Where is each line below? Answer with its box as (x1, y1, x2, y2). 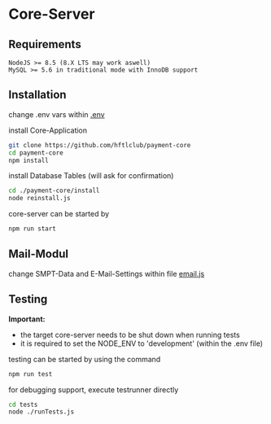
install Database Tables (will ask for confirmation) (8, 171, 174, 181)
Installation (8, 88, 67, 102)
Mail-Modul (8, 247, 69, 261)
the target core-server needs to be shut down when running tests (20, 330, 240, 339)
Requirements (8, 37, 81, 51)
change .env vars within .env (8, 109, 105, 119)
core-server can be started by (8, 209, 110, 219)
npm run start (8, 225, 57, 233)
